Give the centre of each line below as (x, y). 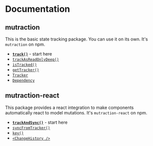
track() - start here (32, 54)
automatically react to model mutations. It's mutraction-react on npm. (76, 112)
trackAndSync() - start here (40, 122)
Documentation (38, 9)
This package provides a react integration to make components (70, 108)
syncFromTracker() (31, 128)
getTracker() (26, 70)
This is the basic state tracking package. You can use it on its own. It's (76, 39)
